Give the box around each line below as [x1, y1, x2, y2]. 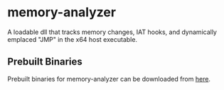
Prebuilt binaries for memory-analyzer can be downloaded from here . [7, 74, 211, 83]
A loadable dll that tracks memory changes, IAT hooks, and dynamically [7, 28, 217, 36]
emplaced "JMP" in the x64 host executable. [7, 35, 137, 43]
